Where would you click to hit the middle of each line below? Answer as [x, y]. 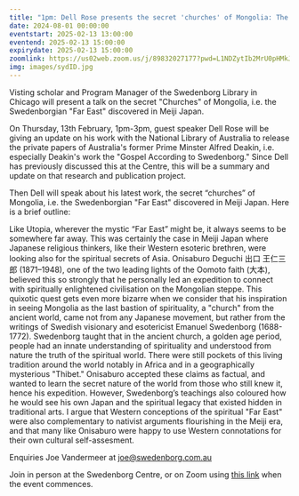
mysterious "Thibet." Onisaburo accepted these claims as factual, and [137, 373]
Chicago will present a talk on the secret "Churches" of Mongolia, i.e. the [143, 101]
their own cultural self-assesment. [72, 440]
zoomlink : [28, 59]
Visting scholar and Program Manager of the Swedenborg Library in [133, 92]
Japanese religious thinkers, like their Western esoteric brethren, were [138, 248]
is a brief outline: [40, 212]
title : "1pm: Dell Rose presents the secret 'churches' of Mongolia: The [149, 17]
